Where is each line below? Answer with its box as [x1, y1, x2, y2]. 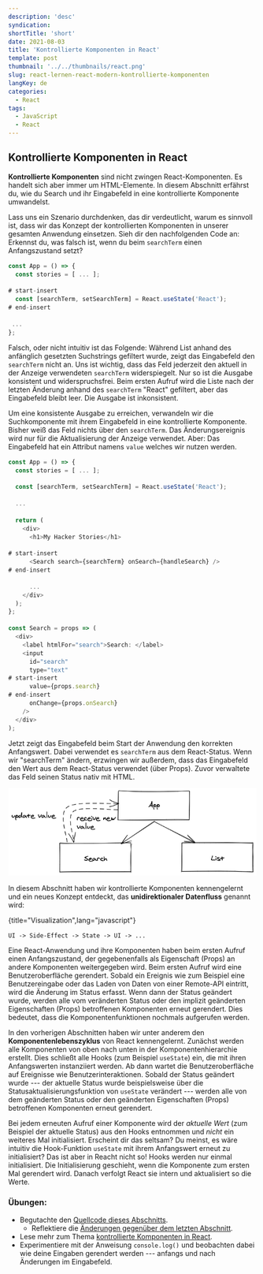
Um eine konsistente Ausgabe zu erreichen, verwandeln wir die [8, 408, 214, 418]
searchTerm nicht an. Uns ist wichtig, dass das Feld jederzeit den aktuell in [8, 359, 247, 369]
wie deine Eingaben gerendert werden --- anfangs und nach [19, 1248, 216, 1257]
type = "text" [28, 666, 69, 674]
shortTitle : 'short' [8, 29, 76, 37]
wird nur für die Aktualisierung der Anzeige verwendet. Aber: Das [8, 434, 220, 443]
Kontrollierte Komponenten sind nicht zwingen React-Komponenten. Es [8, 172, 243, 181]
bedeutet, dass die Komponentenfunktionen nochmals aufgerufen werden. [8, 1013, 250, 1023]
